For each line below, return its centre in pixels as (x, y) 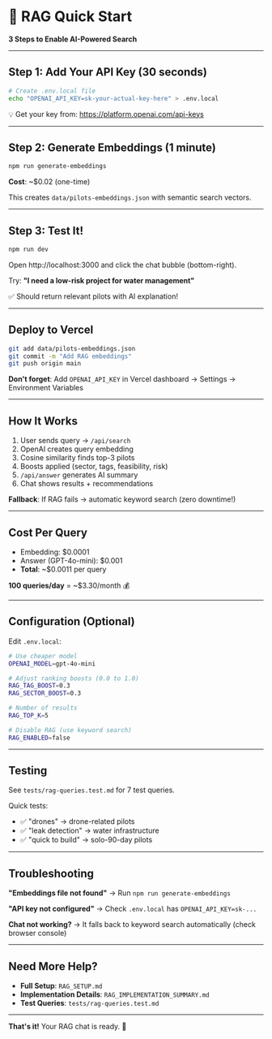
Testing (28, 771)
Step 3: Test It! (46, 231)
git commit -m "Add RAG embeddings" (70, 356)
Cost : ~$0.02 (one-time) (49, 182)
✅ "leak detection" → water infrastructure (89, 830)
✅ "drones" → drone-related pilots (77, 821)
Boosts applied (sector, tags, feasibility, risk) (94, 467)
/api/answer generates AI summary (79, 475)
